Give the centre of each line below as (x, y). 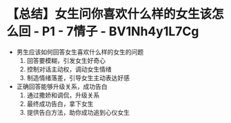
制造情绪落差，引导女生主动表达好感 (78, 77)
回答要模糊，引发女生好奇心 (66, 60)
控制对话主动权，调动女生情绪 (69, 69)
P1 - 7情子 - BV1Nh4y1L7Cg (120, 31)
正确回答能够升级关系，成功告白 (62, 86)
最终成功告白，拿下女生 (60, 104)
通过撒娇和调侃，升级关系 (63, 95)
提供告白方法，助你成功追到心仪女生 (78, 112)
